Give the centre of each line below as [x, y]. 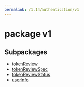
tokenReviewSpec [30, 69]
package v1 [28, 34]
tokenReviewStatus [31, 74]
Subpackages [26, 52]
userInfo [20, 80]
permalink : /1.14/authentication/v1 [42, 10]
